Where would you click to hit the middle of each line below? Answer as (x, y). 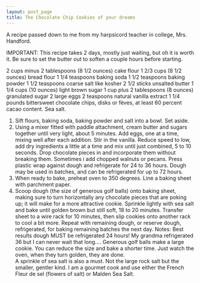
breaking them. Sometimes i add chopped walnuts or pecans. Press (98, 159)
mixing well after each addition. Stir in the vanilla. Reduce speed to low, (103, 139)
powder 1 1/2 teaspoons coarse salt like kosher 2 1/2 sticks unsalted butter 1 (100, 83)
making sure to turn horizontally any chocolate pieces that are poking (101, 197)
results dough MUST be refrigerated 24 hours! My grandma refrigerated (104, 236)
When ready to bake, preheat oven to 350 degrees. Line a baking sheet (103, 178)
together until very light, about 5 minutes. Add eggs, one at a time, (97, 133)
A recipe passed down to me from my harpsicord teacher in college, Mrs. (97, 34)
